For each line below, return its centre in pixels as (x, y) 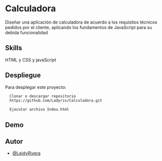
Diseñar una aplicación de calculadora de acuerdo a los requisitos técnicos (81, 22)
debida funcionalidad (27, 32)
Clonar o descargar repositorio (43, 96)
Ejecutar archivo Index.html (39, 109)
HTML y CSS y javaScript (31, 60)
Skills (14, 48)
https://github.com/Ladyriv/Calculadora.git (56, 101)
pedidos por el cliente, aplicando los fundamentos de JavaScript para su (79, 27)
